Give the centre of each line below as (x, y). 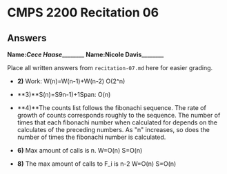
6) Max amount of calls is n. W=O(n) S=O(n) (80, 150)
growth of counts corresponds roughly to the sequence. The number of (119, 115)
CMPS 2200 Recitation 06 (83, 13)
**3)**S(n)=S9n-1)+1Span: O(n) (64, 95)
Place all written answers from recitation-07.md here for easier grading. (110, 68)
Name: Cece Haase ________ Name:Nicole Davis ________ (86, 54)
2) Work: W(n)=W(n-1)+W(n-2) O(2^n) (71, 81)
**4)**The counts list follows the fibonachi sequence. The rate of (112, 108)
